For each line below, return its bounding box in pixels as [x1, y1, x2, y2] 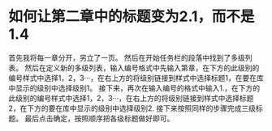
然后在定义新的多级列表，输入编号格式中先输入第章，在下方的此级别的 [24, 62, 260, 73]
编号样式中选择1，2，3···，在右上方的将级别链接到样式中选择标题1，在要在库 [8, 73, 264, 82]
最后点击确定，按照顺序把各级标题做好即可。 [24, 113, 175, 123]
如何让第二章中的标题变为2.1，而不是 [8, 7, 255, 26]
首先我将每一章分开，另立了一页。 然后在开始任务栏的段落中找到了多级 [8, 53, 245, 62]
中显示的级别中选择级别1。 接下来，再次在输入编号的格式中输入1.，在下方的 [8, 82, 261, 93]
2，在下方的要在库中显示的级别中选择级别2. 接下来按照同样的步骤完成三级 [8, 103, 257, 113]
